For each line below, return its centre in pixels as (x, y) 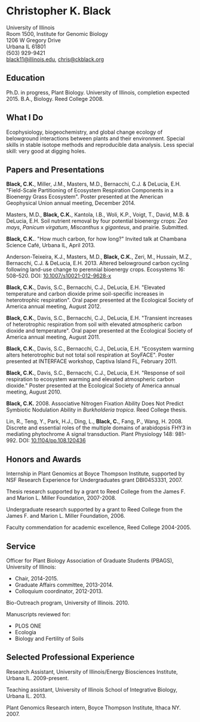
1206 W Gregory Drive (33, 40)
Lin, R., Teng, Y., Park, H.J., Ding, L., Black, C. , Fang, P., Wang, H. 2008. (95, 422)
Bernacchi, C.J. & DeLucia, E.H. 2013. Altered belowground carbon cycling (98, 263)
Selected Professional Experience (70, 657)
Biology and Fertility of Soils (49, 638)
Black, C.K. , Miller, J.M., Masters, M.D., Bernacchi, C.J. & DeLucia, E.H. (93, 184)
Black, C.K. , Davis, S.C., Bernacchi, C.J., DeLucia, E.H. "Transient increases (99, 318)
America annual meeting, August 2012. (54, 306)
